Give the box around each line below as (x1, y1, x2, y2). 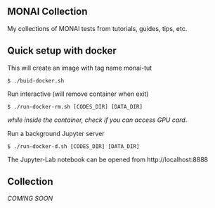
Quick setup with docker (7, 45, 117, 57)
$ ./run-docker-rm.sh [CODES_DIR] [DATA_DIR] (7, 103, 143, 110)
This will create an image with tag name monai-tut (7, 63, 152, 72)
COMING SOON (7, 194, 53, 203)
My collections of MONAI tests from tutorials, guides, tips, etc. (7, 24, 188, 32)
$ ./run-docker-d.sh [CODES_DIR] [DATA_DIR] (7, 142, 140, 150)
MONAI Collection (7, 6, 88, 18)
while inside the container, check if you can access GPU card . (7, 116, 188, 124)
